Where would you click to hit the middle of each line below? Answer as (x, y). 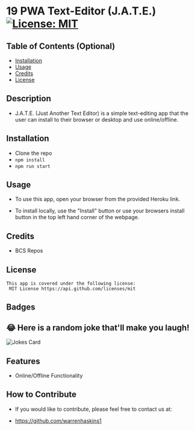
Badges (21, 307)
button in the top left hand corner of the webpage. (77, 217)
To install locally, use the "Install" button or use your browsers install (100, 211)
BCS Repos (29, 251)
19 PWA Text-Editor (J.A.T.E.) (81, 11)
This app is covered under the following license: (71, 284)
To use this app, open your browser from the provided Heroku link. (97, 199)
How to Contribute (42, 395)
